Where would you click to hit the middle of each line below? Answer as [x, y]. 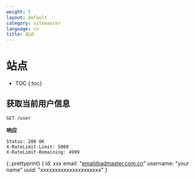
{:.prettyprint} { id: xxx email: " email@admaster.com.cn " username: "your [98, 163]
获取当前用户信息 [38, 104]
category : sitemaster [34, 23]
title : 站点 [20, 34]
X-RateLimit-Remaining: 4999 [43, 152]
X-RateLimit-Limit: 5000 [38, 147]
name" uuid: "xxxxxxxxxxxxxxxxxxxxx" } [57, 169]
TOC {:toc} [28, 83]
